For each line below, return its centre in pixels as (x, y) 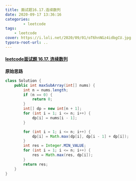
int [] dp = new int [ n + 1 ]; (52, 109)
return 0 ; (42, 99)
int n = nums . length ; (46, 90)
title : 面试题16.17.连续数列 (33, 10)
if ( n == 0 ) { (38, 95)
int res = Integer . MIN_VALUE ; (55, 146)
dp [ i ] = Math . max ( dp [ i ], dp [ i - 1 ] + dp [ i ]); (81, 136)
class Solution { (23, 81)
